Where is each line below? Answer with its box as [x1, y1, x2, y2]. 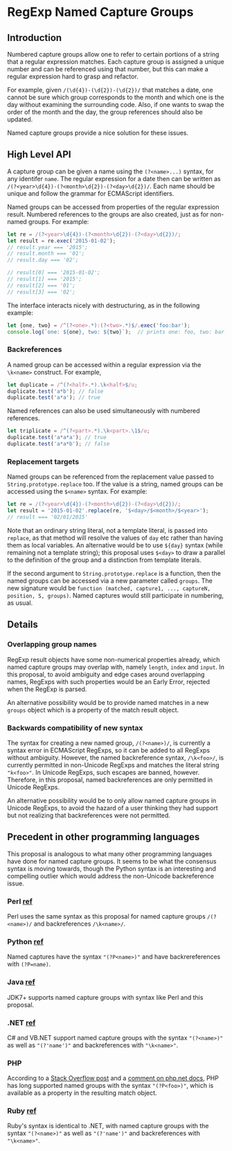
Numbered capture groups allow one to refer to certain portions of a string [7, 50, 220, 58]
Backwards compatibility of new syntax [7, 723, 143, 733]
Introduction [7, 32, 62, 44]
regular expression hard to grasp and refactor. [7, 72, 139, 80]
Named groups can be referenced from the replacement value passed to [7, 472, 215, 481]
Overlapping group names [7, 640, 97, 649]
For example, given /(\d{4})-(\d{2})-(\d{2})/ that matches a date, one [7, 86, 213, 94]
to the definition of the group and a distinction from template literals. [7, 556, 202, 564]
